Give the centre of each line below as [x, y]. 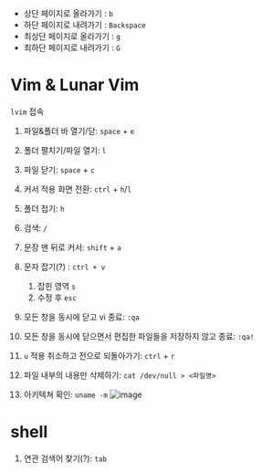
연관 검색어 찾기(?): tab [65, 458]
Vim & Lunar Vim [75, 85]
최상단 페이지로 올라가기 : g [72, 36]
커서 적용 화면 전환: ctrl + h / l [77, 189]
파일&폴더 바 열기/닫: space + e [79, 131]
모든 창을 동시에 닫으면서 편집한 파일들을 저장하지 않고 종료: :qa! [139, 336]
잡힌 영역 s [57, 286]
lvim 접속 [27, 111]
